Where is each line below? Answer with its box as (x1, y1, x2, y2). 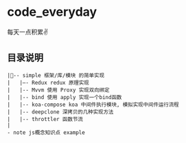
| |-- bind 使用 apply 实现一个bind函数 (7, 93, 122, 100)
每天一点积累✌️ (7, 27, 49, 36)
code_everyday (7, 4, 97, 20)
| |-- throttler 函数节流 (7, 115, 84, 122)
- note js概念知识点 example (7, 129, 86, 136)
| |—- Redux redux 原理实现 (7, 79, 89, 86)
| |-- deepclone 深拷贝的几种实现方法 (7, 108, 114, 115)
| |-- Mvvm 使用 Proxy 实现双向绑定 (7, 87, 110, 93)
